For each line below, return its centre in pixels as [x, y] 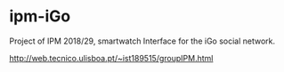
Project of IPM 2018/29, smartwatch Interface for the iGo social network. [142, 41]
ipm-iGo [40, 16]
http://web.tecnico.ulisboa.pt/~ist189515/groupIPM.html [111, 58]
